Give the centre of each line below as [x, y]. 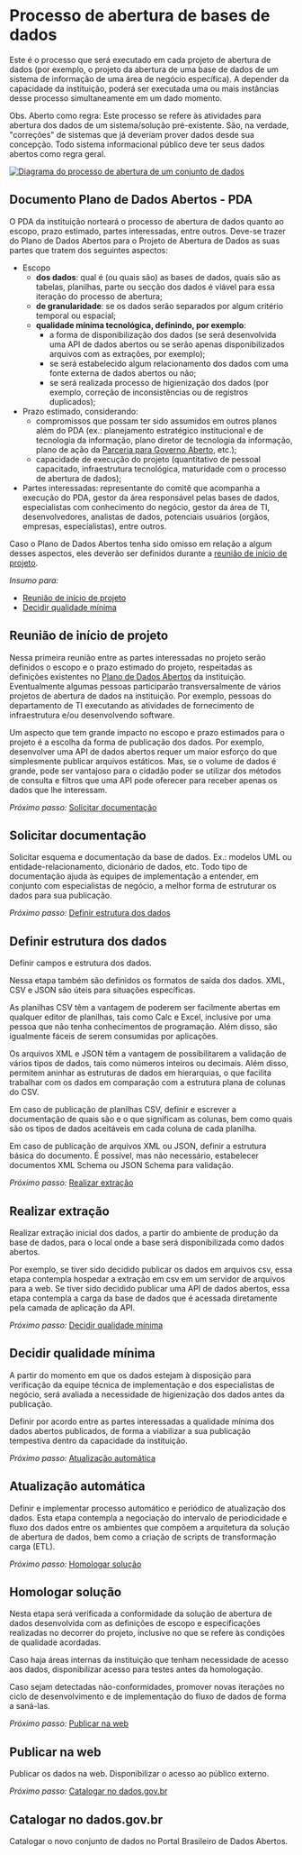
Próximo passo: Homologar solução [75, 1564]
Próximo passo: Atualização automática [82, 1457]
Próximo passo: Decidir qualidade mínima [86, 1325]
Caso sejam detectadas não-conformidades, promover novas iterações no [147, 1687]
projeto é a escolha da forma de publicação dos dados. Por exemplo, [137, 742]
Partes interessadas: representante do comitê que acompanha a [141, 488]
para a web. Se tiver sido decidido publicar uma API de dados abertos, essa [150, 1288]
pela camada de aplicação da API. [72, 1307]
